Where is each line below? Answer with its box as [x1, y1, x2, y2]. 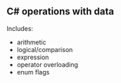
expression [16, 53, 49, 61]
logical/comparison [16, 45, 73, 53]
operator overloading [16, 60, 79, 69]
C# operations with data [6, 6, 115, 18]
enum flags [16, 68, 50, 76]
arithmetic [16, 38, 46, 46]
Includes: [6, 24, 33, 32]
